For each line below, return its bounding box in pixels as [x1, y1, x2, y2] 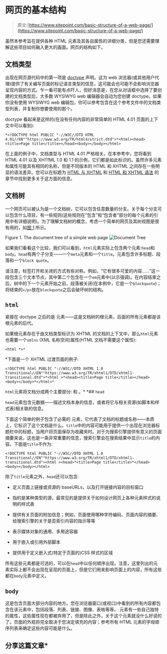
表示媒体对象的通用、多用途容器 [12, 529, 78, 535]
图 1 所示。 [27, 224, 49, 230]
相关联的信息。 [15, 405, 46, 412]
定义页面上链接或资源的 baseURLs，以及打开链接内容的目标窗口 [12, 484, 144, 490]
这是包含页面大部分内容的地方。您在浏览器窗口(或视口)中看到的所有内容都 [5, 600, 157, 607]
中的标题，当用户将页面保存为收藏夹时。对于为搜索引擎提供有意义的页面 [13, 429, 162, 435]
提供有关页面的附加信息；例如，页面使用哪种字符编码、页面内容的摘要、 [12, 512, 161, 518]
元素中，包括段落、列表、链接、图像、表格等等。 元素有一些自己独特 [18, 607, 159, 613]
